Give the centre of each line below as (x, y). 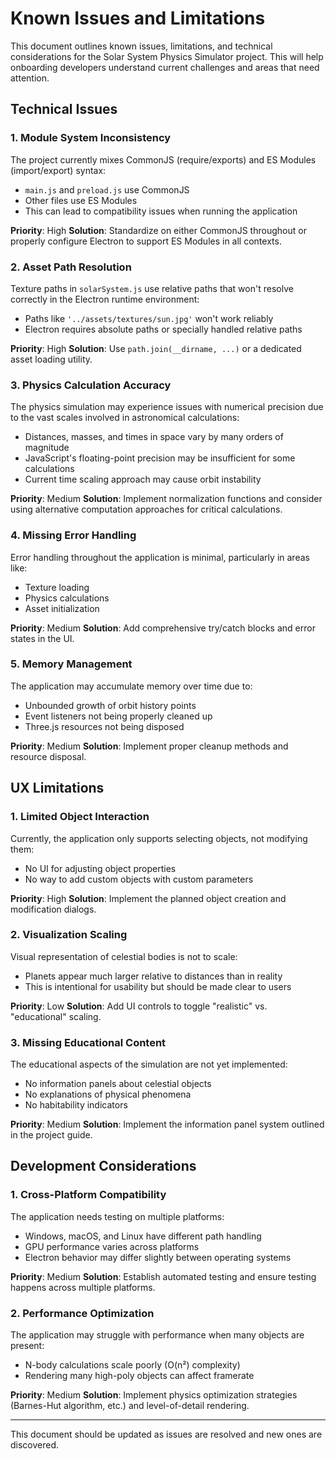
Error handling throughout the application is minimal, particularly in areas (160, 557)
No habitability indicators (76, 1105)
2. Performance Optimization (82, 1313)
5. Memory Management (71, 664)
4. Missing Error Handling (73, 535)
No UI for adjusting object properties (100, 868)
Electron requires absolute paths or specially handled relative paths (163, 329)
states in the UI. (42, 638)
